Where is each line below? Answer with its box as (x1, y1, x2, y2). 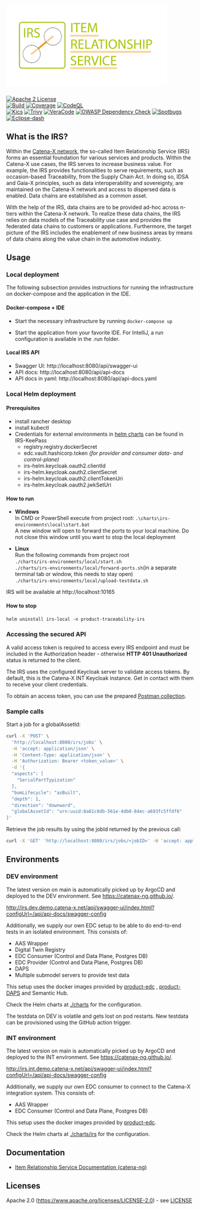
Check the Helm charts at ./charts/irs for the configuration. (6, 1131, 150, 1138)
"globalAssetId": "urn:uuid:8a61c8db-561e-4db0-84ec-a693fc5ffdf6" (11, 808, 183, 815)
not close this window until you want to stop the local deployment (14, 534, 176, 541)
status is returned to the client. (6, 656, 82, 664)
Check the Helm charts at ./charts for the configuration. (6, 1000, 142, 1008)
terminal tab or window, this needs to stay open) (14, 571, 133, 578)
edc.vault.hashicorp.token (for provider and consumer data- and (23, 449, 183, 457)
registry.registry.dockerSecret (23, 443, 98, 450)
